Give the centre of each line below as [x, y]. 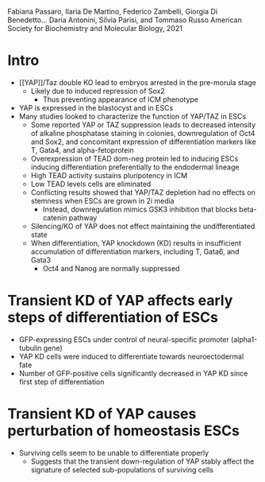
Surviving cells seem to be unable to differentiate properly [114, 453]
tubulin [30, 348]
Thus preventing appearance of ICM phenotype [121, 99]
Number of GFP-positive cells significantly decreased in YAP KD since [133, 373]
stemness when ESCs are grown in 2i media [103, 200]
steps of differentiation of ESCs [113, 318]
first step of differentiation [61, 382]
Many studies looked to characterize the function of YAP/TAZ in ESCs [132, 116]
